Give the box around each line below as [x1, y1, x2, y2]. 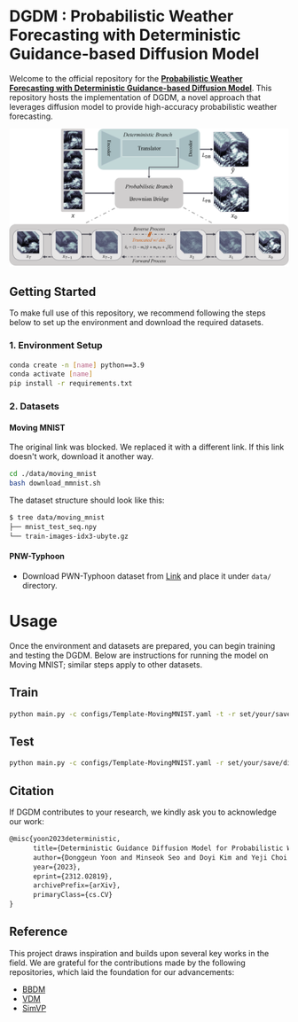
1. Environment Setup [9, 339, 104, 352]
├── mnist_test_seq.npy [9, 522, 98, 531]
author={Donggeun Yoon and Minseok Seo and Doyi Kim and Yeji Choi [32, 853, 288, 862]
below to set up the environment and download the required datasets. [9, 317, 264, 328]
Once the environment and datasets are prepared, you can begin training [9, 640, 276, 651]
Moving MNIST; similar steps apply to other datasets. [9, 659, 203, 670]
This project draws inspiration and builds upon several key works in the [9, 948, 270, 958]
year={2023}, [32, 862, 82, 871]
